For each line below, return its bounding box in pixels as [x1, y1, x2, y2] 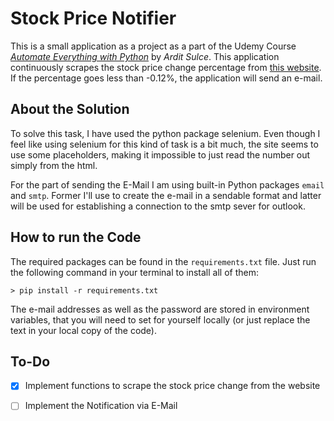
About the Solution [10, 101, 130, 118]
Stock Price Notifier [10, 7, 177, 30]
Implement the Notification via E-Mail [24, 400, 178, 412]
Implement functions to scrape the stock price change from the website [24, 380, 321, 392]
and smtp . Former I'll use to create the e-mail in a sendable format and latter [10, 189, 322, 201]
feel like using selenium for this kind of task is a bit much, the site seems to [10, 138, 319, 150]
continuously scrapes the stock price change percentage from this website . [10, 61, 322, 73]
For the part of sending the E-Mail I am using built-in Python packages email [10, 178, 325, 191]
